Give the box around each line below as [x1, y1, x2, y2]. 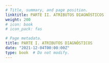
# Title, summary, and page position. [5, 7, 88, 13]
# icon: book [5, 22, 33, 27]
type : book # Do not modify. [5, 50, 70, 55]
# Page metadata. [5, 36, 42, 41]
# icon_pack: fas [5, 27, 42, 32]
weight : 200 [5, 17, 31, 22]
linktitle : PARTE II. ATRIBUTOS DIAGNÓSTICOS [5, 12, 104, 17]
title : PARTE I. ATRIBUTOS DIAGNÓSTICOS [5, 40, 93, 46]
